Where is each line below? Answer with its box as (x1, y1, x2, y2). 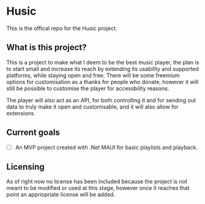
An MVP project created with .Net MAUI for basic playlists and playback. (15, 143, 198, 151)
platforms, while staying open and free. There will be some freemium (6, 72, 180, 79)
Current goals (6, 127, 60, 138)
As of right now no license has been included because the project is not (6, 178, 188, 185)
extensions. (6, 109, 35, 117)
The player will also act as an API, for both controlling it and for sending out (6, 96, 196, 104)
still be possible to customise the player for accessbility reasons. (6, 85, 170, 92)
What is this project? (6, 42, 87, 53)
